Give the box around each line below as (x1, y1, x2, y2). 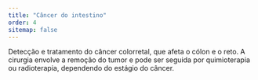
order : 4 (8, 19, 37, 26)
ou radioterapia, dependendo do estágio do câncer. (8, 64, 175, 73)
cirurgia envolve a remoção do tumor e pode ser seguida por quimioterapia (8, 55, 251, 64)
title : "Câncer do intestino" (8, 11, 107, 19)
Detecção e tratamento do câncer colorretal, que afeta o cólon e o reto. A (8, 47, 245, 57)
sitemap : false (8, 26, 58, 33)
